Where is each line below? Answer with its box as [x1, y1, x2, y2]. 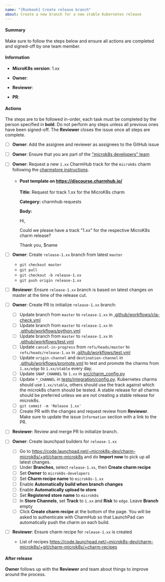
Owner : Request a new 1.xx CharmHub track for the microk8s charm [12, 161, 151, 167]
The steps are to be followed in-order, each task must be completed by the [5, 116, 157, 122]
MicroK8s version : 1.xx [12, 65, 60, 71]
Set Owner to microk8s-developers [19, 470, 90, 476]
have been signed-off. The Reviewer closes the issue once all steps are [5, 127, 150, 133]
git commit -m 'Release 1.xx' [19, 404, 82, 409]
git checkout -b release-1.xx [19, 273, 82, 278]
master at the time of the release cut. [12, 292, 87, 298]
